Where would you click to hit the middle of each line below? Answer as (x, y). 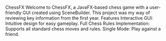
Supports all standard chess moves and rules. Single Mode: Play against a (83, 29)
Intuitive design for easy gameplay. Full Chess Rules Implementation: (78, 23)
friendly (14, 13)
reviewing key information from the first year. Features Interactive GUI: (79, 18)
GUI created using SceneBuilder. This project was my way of (86, 13)
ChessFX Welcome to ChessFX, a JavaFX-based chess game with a (77, 7)
